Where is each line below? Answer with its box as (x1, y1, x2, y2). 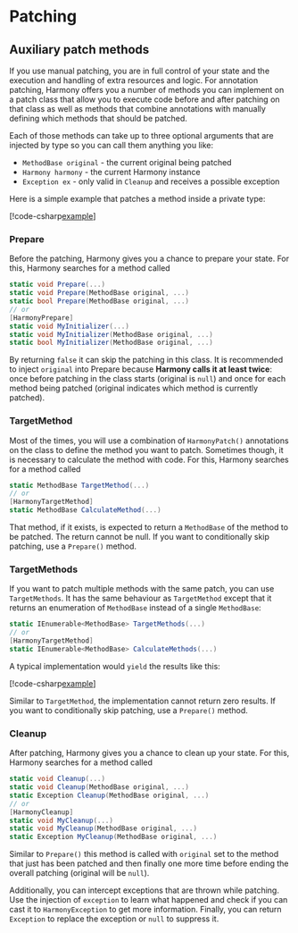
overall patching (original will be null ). (9, 868, 150, 878)
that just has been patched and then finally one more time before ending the (9, 858, 289, 869)
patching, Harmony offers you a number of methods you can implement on (9, 85, 285, 95)
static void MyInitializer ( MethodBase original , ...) (9, 330, 214, 339)
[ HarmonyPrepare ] (9, 313, 74, 323)
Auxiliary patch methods (9, 42, 150, 57)
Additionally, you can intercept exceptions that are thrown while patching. (9, 885, 279, 895)
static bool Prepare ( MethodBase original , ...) (9, 297, 190, 306)
